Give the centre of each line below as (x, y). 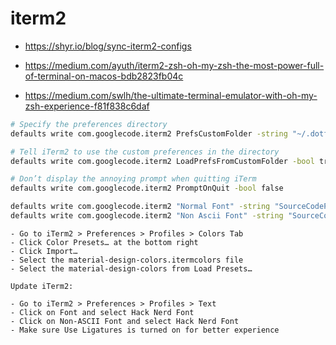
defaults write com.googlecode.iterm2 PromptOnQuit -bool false (147, 188)
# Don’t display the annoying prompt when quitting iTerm (133, 179)
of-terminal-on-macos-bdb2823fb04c (104, 76)
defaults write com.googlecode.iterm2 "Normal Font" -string (140, 207)
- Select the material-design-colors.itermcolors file (127, 260)
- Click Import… (44, 251)
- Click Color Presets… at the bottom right (104, 242)
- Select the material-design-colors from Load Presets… (131, 268)
